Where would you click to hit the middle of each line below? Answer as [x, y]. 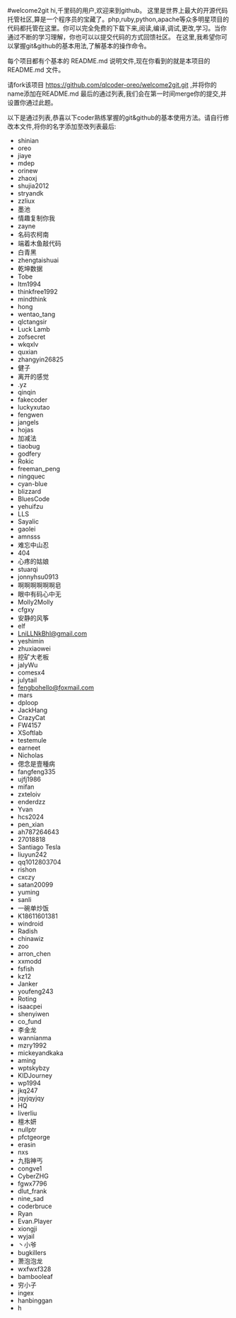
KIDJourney [35, 1075]
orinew [28, 171]
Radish [28, 931]
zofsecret [31, 337]
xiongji [27, 1229]
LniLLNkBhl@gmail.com [52, 633]
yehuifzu [30, 506]
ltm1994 [29, 284]
